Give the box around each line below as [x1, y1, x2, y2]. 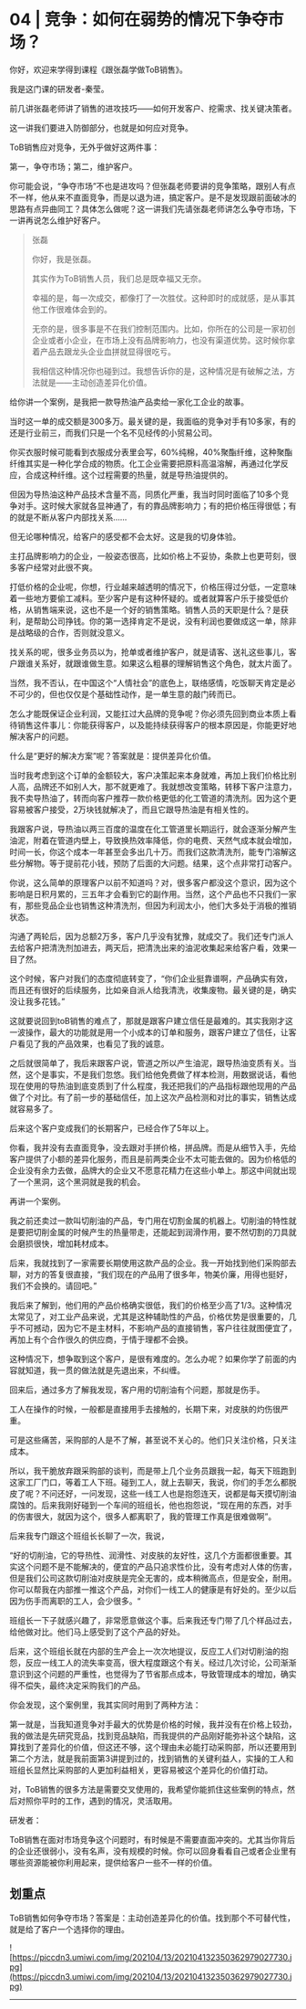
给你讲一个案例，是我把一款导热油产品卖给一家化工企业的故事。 [9, 396, 249, 407]
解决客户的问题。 [9, 731, 74, 742]
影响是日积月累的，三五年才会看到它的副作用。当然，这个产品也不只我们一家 [9, 888, 297, 899]
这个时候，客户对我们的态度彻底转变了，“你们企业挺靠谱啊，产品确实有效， [9, 973, 293, 984]
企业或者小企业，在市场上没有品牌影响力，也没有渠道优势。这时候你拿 [31, 334, 296, 345]
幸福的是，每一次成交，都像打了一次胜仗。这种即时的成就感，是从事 [31, 292, 288, 303]
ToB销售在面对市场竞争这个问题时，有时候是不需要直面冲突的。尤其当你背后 [9, 1834, 296, 1845]
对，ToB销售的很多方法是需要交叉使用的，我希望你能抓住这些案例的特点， [9, 1783, 288, 1794]
